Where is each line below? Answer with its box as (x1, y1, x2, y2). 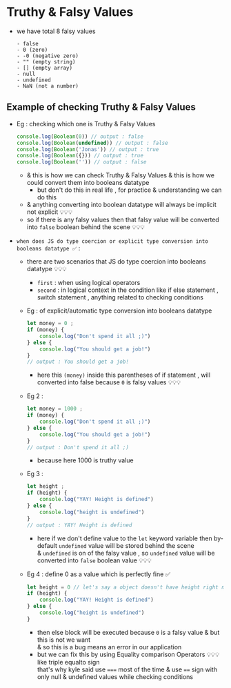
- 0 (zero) (16, 46, 48, 53)
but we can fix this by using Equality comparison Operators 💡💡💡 (37, 650, 220, 658)
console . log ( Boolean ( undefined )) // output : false (16, 139, 168, 146)
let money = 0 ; (26, 320, 74, 327)
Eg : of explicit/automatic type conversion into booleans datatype (26, 306, 212, 315)
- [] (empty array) (16, 64, 73, 71)
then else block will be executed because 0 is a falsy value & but (37, 628, 220, 636)
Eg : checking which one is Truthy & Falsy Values (16, 119, 156, 128)
